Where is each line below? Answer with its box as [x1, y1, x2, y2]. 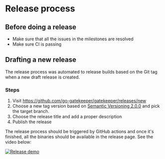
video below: [5, 139, 32, 145]
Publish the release [12, 119, 52, 125]
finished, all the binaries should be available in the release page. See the [5, 134, 153, 140]
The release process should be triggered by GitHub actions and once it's [5, 129, 154, 135]
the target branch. [12, 108, 50, 114]
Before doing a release [5, 23, 77, 31]
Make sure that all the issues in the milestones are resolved [12, 36, 134, 42]
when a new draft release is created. [5, 74, 80, 80]
